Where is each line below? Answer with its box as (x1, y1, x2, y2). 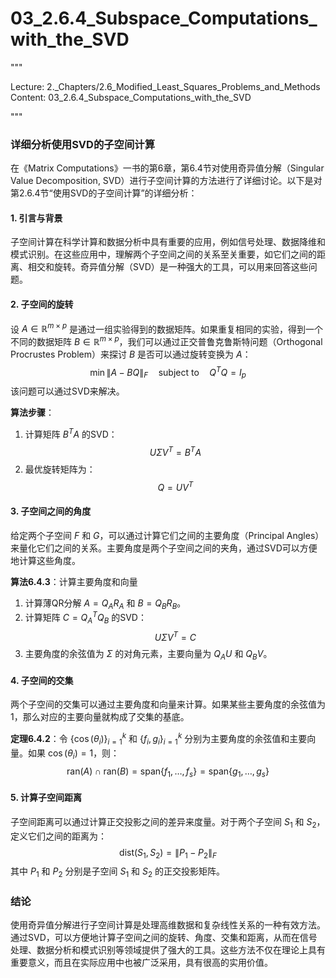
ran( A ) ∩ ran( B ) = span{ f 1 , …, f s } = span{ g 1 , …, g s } (66, 765, 270, 779)
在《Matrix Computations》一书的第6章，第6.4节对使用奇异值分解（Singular (10, 162, 325, 174)
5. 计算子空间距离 (10, 792, 82, 804)
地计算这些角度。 (10, 554, 81, 566)
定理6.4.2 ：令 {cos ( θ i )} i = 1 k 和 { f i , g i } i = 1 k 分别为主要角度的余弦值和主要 (10, 731, 308, 747)
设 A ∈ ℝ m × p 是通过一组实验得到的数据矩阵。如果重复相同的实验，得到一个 (10, 321, 324, 335)
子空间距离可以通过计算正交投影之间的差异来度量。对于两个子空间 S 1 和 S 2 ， (10, 815, 326, 830)
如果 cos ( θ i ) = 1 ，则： (27, 747, 120, 761)
